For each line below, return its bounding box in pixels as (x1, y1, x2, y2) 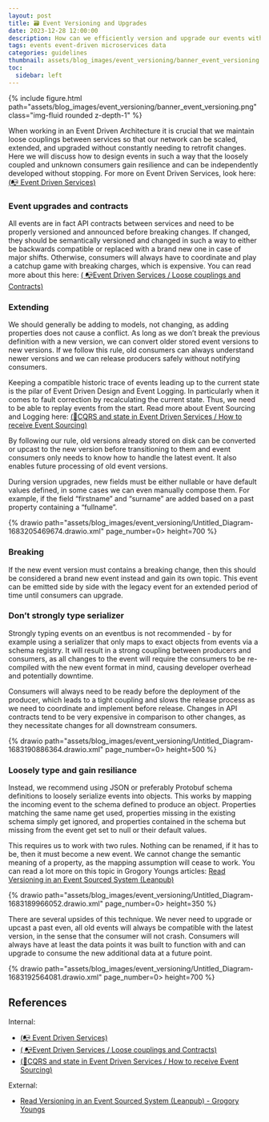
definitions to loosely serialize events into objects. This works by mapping (8, 791, 252, 801)
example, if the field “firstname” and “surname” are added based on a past (8, 494, 255, 504)
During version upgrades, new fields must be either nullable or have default (8, 477, 258, 487)
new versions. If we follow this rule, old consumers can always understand (8, 345, 255, 355)
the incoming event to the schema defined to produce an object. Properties (8, 800, 256, 810)
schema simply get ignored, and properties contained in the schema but (8, 817, 247, 826)
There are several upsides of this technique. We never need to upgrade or (8, 915, 252, 924)
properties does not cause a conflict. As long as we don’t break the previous (8, 328, 260, 338)
